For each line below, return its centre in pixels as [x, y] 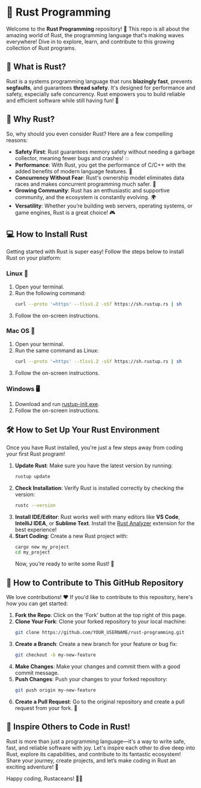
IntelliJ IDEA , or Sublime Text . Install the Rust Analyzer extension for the [105, 523]
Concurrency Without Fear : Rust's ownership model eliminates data [100, 178]
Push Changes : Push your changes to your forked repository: [91, 679]
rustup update [32, 476]
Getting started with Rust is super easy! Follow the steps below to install [95, 252]
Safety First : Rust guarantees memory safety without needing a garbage [105, 152]
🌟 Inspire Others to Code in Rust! [68, 727]
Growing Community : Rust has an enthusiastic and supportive [92, 190]
